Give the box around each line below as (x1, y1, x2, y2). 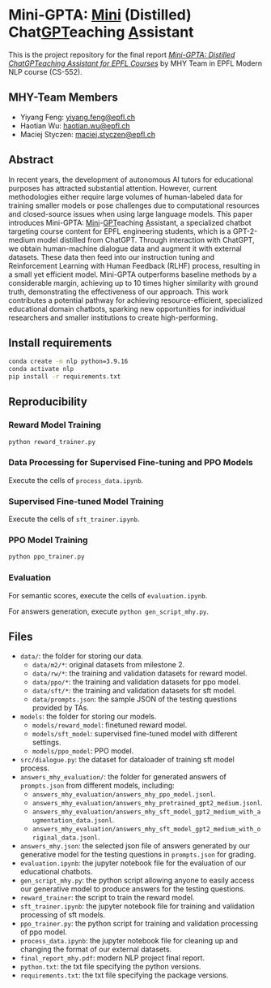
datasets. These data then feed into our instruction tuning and (8, 252, 215, 261)
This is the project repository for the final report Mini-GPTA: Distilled (8, 50, 235, 59)
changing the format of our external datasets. (19, 944, 172, 955)
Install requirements (8, 335, 112, 350)
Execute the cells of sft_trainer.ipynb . (8, 514, 140, 524)
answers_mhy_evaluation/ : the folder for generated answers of (19, 772, 227, 782)
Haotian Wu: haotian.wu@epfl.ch (19, 120, 131, 131)
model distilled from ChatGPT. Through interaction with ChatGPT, (36, 235, 255, 244)
